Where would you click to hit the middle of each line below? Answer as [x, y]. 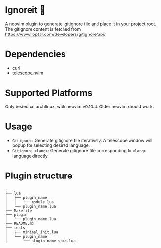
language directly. [31, 156]
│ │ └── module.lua [30, 202]
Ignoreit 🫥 [25, 10]
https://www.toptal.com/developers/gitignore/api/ [55, 34]
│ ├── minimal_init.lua [32, 232]
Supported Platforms [49, 93]
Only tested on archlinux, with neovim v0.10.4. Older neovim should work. [80, 106]
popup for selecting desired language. [51, 145]
